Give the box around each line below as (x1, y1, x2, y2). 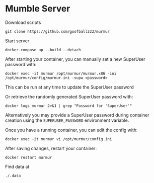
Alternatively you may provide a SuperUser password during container (5, 112, 150, 118)
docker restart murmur (5, 155, 52, 160)
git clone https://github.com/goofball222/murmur (5, 29, 110, 34)
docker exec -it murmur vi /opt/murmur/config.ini (5, 136, 112, 142)
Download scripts (5, 19, 41, 25)
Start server (5, 38, 30, 44)
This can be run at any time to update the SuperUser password (5, 84, 134, 90)
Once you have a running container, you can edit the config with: (5, 127, 138, 133)
